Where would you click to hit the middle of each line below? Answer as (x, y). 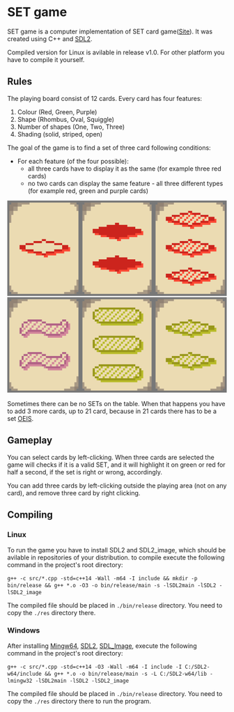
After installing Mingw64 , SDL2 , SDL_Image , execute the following (102, 646)
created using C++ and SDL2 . (50, 38)
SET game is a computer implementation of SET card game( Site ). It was (110, 31)
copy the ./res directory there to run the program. (79, 701)
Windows (24, 630)
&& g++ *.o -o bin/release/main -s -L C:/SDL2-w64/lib (126, 674)
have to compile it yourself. (46, 59)
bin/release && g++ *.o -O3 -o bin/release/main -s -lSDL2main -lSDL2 (112, 585)
